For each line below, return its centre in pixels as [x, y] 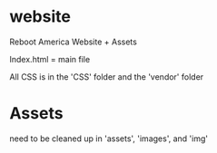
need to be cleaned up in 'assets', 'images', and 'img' [109, 139]
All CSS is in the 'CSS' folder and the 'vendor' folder [107, 76]
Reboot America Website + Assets [74, 42]
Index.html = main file [50, 59]
